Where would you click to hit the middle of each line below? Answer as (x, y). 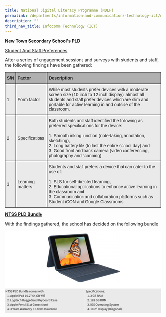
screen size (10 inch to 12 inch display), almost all (96, 95)
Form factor (29, 100)
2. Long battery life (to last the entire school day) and (99, 146)
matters (25, 187)
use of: (55, 172)
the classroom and (67, 192)
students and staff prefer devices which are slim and (99, 100)
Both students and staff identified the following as (96, 121)
